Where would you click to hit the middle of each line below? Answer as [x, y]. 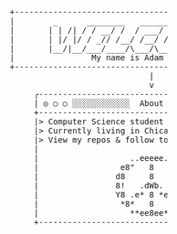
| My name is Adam [87, 58]
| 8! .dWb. [99, 186]
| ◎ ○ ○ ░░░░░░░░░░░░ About [99, 103]
